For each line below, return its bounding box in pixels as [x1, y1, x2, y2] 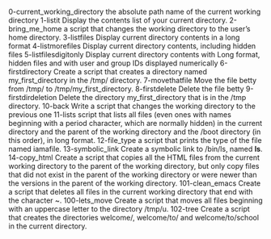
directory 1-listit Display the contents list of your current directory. [8, 15, 228, 25]
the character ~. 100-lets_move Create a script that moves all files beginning [8, 195, 263, 205]
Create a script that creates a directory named [53, 67, 208, 76]
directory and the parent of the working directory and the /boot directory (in [8, 127, 261, 136]
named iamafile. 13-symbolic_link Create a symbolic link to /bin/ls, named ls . [8, 145, 263, 153]
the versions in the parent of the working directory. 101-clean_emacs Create [8, 178, 261, 188]
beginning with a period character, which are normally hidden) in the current [8, 119, 263, 128]
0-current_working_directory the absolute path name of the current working [8, 7, 261, 16]
